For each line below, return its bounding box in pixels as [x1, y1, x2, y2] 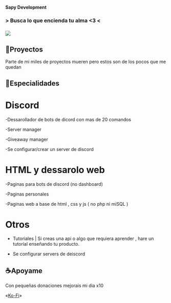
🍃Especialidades [5, 79, 60, 88]
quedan [5, 64, 22, 70]
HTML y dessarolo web [5, 164, 105, 176]
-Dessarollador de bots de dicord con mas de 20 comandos [5, 116, 132, 122]
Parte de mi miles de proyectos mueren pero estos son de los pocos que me [5, 59, 166, 65]
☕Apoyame [5, 266, 42, 275]
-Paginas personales [5, 191, 49, 197]
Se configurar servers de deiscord [12, 251, 85, 257]
